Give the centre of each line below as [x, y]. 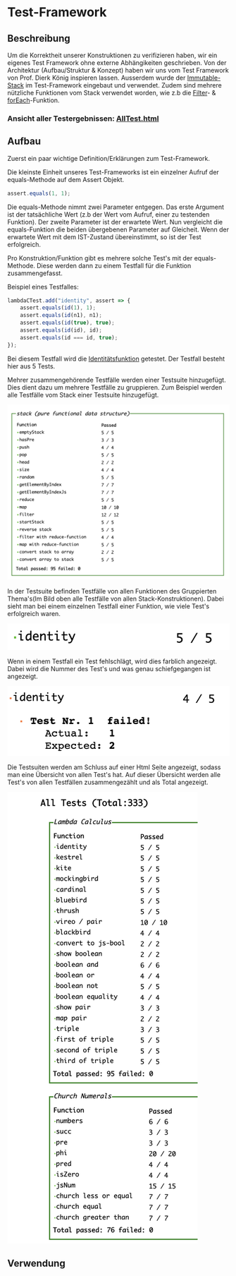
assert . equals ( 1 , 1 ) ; [39, 193]
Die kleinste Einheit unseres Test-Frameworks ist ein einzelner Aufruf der [113, 172]
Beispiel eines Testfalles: [43, 287]
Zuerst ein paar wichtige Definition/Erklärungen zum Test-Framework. [108, 158]
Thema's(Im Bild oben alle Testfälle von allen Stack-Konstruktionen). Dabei [116, 599]
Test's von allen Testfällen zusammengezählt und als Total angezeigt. [108, 782]
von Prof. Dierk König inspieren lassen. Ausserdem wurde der [97, 78]
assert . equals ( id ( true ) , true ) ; [67, 323]
